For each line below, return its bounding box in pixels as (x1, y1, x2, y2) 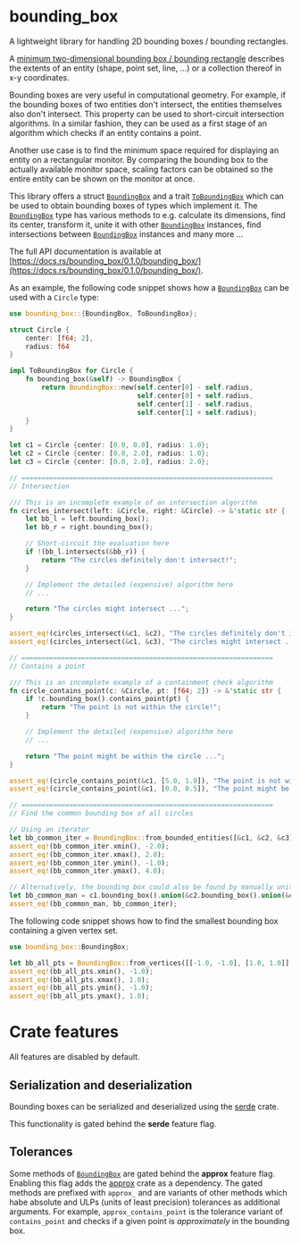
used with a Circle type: (9, 292, 100, 302)
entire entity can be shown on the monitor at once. (9, 173, 196, 184)
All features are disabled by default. (9, 1052, 140, 1062)
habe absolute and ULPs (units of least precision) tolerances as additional (9, 1196, 280, 1207)
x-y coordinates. (9, 72, 70, 82)
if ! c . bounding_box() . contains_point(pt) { (25, 695, 190, 704)
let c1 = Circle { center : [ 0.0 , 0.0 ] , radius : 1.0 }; (9, 441, 210, 450)
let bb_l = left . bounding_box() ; (25, 514, 150, 524)
